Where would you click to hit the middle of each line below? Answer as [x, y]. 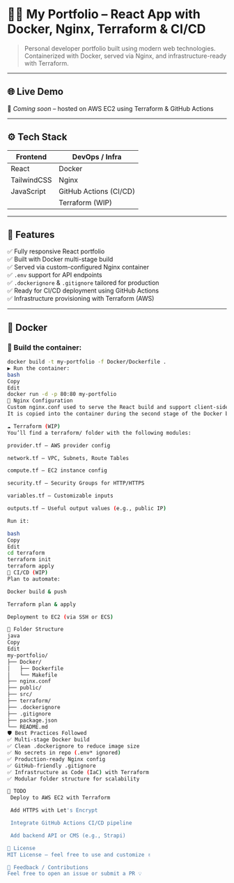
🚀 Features [31, 234]
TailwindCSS [31, 179]
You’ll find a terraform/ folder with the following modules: [99, 433]
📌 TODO [17, 792]
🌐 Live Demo [36, 92]
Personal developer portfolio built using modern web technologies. [120, 48]
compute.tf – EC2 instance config [57, 470]
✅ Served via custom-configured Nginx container [78, 267]
